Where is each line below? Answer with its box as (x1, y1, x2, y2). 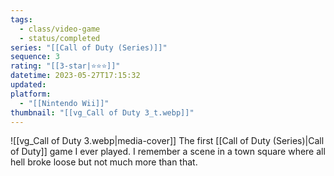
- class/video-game (19, 24, 101, 34)
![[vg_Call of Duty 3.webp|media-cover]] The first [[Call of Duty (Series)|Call (10, 135, 325, 147)
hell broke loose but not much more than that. (10, 156, 198, 168)
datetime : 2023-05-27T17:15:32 (10, 71, 141, 81)
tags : (10, 14, 33, 25)
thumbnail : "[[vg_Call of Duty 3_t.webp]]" (10, 107, 195, 118)
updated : (10, 80, 47, 90)
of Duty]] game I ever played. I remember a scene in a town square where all (10, 146, 326, 158)
